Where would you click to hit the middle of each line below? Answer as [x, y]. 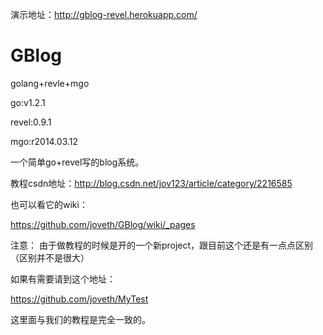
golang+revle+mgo [50, 83]
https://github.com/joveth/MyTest [79, 299]
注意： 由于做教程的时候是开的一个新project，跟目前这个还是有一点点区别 [162, 245]
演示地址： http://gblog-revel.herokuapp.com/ [104, 14]
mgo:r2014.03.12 [44, 141]
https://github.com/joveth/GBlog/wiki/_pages [103, 224]
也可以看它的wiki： [49, 204]
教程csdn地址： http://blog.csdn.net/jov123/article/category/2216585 [151, 183]
